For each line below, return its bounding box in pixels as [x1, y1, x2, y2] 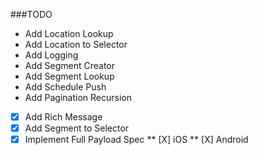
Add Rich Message [24, 111, 103, 123]
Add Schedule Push [24, 81, 107, 93]
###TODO [10, 9, 53, 20]
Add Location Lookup [24, 28, 114, 39]
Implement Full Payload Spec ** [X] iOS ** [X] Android [24, 134, 249, 146]
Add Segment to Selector [24, 122, 130, 134]
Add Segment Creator [24, 60, 116, 71]
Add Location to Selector [24, 39, 128, 50]
